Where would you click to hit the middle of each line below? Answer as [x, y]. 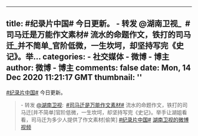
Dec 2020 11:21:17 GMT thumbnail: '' [74, 77]
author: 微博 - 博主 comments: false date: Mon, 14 [99, 68]
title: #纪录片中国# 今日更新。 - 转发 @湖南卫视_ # [98, 24]
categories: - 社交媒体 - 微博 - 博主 [106, 57]
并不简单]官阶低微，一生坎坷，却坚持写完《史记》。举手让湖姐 [108, 112]
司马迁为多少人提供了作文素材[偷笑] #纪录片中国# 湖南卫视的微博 [110, 120]
